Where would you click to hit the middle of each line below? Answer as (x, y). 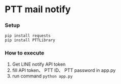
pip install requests (28, 36)
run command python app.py (42, 76)
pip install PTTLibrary (30, 40)
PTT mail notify (38, 9)
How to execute (25, 53)
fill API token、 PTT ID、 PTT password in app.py (64, 70)
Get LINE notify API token (39, 64)
